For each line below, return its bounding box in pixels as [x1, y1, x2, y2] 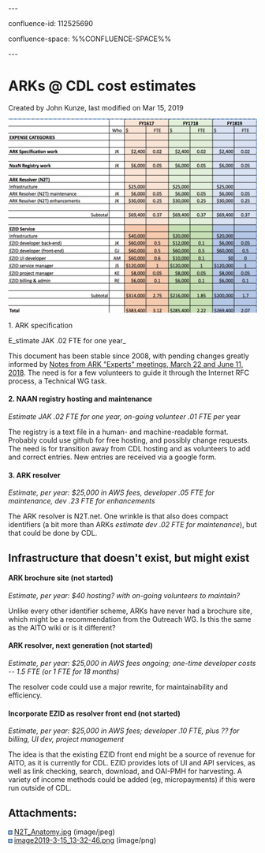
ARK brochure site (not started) [8, 573, 114, 583]
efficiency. [8, 690, 43, 700]
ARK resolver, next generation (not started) [8, 641, 154, 650]
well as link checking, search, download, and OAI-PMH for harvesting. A [8, 766, 243, 776]
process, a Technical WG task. [8, 376, 107, 386]
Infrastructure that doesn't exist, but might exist [8, 551, 250, 564]
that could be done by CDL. [8, 529, 98, 538]
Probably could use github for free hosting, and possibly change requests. [8, 435, 250, 445]
